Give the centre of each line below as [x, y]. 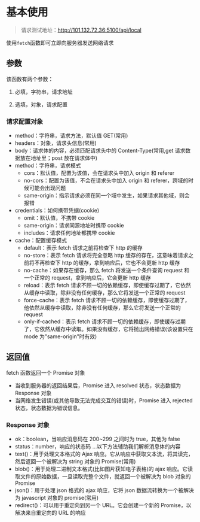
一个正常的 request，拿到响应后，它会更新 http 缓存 [87, 278]
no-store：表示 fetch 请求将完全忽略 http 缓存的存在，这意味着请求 [106, 256]
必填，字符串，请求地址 [44, 92]
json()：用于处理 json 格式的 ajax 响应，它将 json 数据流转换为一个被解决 [104, 490]
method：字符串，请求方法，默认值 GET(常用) [71, 136]
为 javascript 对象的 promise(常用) [57, 498]
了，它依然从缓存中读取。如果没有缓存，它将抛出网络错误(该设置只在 [108, 329]
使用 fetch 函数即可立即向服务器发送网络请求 [60, 43]
